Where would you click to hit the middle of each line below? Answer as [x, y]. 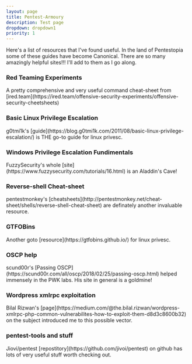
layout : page [22, 11]
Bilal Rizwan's [23, 308]
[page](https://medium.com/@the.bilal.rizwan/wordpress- [110, 308]
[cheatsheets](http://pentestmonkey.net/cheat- [105, 199]
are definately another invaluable [143, 205]
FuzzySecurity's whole [34, 165]
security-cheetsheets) [33, 103]
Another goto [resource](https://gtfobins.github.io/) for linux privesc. [88, 239]
